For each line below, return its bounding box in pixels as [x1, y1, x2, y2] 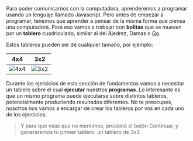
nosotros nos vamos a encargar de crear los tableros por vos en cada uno [6, 105, 185, 112]
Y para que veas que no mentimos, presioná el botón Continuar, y [20, 122, 179, 129]
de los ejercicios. [6, 111, 47, 118]
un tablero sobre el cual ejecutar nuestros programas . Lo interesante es [6, 86, 181, 93]
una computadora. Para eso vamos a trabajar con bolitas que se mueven [6, 23, 182, 30]
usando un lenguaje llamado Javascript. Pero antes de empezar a [6, 11, 164, 18]
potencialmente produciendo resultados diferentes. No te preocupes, [6, 99, 173, 105]
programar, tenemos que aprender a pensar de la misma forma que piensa [6, 18, 185, 24]
